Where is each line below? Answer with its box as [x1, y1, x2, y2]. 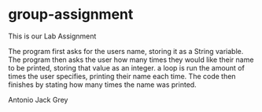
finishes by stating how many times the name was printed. [8, 80, 197, 89]
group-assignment [8, 5, 134, 23]
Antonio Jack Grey [8, 95, 68, 104]
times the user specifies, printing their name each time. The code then [8, 71, 236, 81]
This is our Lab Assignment [8, 31, 97, 41]
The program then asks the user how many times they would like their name [8, 55, 254, 64]
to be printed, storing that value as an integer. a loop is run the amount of [8, 63, 245, 72]
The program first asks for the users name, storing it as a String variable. [8, 46, 244, 56]
